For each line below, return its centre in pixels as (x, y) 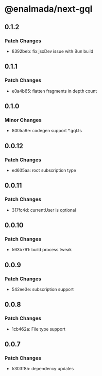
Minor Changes (23, 120)
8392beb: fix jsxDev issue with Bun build (52, 51)
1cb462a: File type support (38, 329)
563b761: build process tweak (42, 250)
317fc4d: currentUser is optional (44, 210)
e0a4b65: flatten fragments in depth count (54, 91)
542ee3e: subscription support (42, 289)
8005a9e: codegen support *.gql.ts (47, 131)
